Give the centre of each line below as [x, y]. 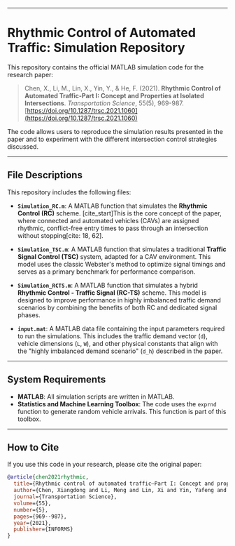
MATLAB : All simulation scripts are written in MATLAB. [96, 397]
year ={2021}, [33, 523]
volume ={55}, [33, 503]
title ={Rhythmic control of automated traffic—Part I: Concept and [114, 484]
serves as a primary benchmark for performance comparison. [106, 272]
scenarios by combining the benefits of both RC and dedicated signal [117, 307]
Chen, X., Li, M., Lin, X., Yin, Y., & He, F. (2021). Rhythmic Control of [123, 88]
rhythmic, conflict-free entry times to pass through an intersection [113, 228]
